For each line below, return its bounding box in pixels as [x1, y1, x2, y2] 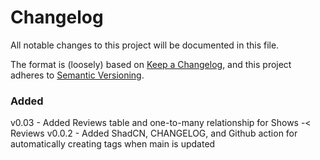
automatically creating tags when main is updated [10, 138, 216, 150]
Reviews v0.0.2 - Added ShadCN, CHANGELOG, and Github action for [10, 127, 298, 140]
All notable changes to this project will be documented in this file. [10, 39, 280, 51]
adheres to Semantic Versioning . [10, 69, 145, 81]
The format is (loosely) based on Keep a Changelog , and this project [10, 58, 292, 70]
